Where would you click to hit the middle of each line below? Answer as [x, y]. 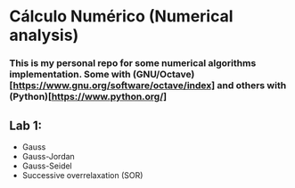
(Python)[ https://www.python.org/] [88, 97]
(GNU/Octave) [164, 75]
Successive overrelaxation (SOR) [82, 175]
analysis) [44, 35]
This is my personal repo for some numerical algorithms [133, 63]
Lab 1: [26, 125]
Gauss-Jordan [49, 156]
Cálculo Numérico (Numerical [121, 16]
